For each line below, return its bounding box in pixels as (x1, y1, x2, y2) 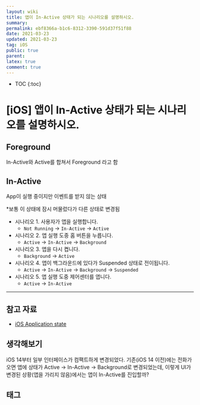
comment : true (6, 64, 42, 70)
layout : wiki (6, 8, 39, 15)
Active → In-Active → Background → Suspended (23, 266, 139, 273)
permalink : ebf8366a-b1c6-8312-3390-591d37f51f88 (6, 25, 132, 32)
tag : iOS (6, 42, 28, 48)
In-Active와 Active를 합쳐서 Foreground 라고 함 (6, 158, 118, 166)
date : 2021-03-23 (6, 31, 49, 37)
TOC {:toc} (14, 80, 42, 88)
